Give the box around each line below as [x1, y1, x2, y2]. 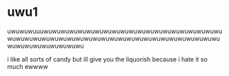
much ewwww [7, 62, 48, 70]
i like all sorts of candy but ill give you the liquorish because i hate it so [7, 55, 208, 63]
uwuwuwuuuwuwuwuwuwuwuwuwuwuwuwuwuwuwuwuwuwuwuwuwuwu [7, 27, 223, 35]
